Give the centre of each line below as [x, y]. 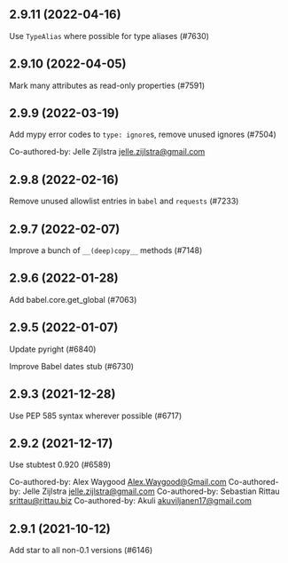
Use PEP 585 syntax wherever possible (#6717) [96, 416]
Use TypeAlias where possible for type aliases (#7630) [109, 36]
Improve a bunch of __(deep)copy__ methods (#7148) [106, 250]
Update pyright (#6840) [53, 349]
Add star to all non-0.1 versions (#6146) [81, 551]
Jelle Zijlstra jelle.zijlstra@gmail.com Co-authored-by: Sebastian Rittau [152, 491]
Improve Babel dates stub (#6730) [72, 366]
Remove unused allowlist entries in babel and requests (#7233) [124, 201]
